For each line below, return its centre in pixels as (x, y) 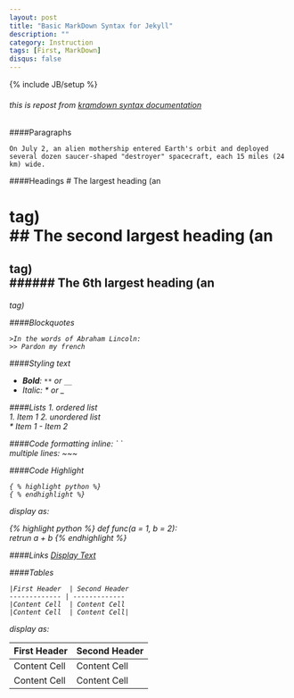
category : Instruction (51, 42)
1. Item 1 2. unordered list (55, 417)
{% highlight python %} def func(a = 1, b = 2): (94, 528)
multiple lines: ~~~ (44, 453)
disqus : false (36, 59)
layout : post (33, 17)
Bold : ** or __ (47, 381)
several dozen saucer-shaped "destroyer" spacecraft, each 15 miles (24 (147, 157)
